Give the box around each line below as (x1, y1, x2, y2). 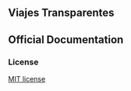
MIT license (8, 75, 46, 84)
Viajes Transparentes (8, 6, 115, 20)
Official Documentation (8, 33, 124, 46)
